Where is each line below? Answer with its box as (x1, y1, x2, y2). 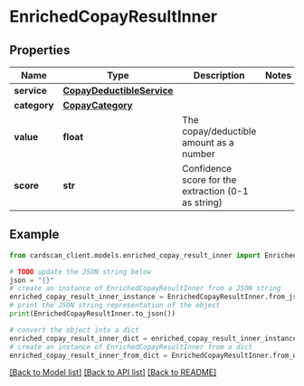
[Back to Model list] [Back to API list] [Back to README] (9, 367, 217, 378)
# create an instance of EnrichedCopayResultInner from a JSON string (9, 284, 281, 293)
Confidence (182, 163, 233, 174)
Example (9, 227, 60, 242)
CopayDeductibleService (62, 84, 174, 97)
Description (193, 70, 246, 81)
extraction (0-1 (182, 185, 249, 197)
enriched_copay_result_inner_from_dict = (9, 351, 168, 360)
